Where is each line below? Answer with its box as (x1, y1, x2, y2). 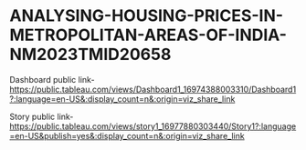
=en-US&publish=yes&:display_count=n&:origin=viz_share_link (9, 130, 245, 141)
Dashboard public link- (9, 74, 95, 85)
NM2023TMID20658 (9, 45, 172, 65)
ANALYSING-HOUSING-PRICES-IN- (9, 5, 284, 26)
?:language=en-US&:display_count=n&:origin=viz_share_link (9, 93, 236, 105)
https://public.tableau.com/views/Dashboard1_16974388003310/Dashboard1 (9, 84, 297, 95)
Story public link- (9, 111, 74, 122)
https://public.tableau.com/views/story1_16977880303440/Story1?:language (9, 120, 297, 132)
